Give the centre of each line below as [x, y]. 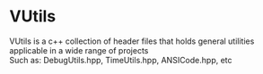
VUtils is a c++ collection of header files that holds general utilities [132, 41]
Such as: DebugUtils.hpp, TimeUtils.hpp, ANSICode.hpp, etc [121, 60]
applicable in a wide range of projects [79, 50]
